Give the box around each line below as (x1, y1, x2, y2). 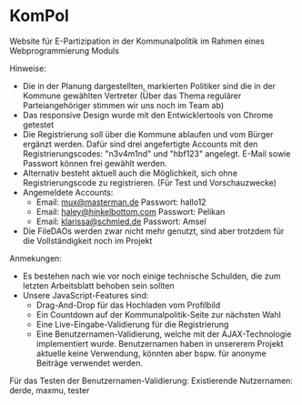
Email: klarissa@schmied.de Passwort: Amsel (35, 216, 206, 227)
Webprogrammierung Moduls (9, 45, 120, 56)
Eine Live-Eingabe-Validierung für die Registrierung (35, 319, 229, 329)
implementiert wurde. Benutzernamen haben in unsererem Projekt (35, 338, 284, 349)
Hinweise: (9, 63, 47, 74)
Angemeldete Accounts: (22, 187, 114, 197)
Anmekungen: (9, 252, 62, 264)
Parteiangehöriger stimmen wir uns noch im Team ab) (22, 99, 225, 110)
